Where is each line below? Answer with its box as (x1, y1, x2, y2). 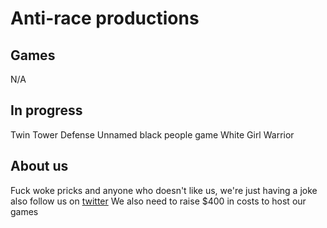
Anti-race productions (10, 7, 200, 30)
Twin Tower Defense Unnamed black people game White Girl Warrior (10, 128, 295, 141)
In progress (10, 102, 83, 119)
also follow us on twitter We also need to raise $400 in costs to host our (10, 195, 307, 207)
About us (10, 158, 69, 175)
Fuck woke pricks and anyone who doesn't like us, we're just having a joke (10, 184, 318, 196)
